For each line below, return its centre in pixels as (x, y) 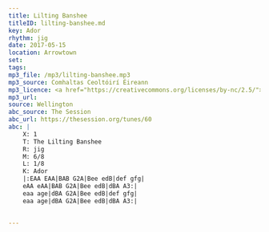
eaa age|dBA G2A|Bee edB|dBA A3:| (80, 201)
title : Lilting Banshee (48, 16)
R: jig (34, 149)
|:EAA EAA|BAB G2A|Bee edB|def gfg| (84, 179)
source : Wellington (41, 104)
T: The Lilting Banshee (62, 142)
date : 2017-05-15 (37, 45)
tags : (17, 68)
